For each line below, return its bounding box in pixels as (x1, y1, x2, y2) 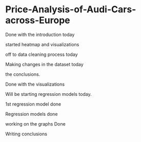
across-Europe (5, 14, 70, 26)
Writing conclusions (5, 131, 48, 137)
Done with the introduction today (5, 31, 75, 37)
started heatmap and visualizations (5, 41, 79, 47)
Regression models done (5, 111, 58, 117)
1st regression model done (5, 101, 62, 107)
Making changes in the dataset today (5, 61, 84, 67)
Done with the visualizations (5, 81, 65, 87)
